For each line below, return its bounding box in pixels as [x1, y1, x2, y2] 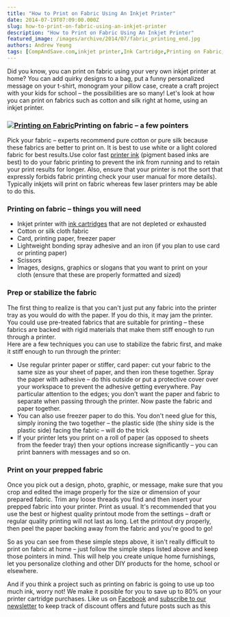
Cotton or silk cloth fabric [16, 227, 89, 235]
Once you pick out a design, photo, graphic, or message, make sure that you [7, 481, 223, 489]
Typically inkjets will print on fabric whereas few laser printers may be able [7, 180, 218, 189]
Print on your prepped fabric [7, 465, 103, 474]
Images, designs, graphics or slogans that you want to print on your [16, 263, 208, 271]
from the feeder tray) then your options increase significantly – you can [16, 440, 218, 449]
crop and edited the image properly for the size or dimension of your [7, 488, 201, 496]
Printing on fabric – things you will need [7, 204, 142, 214]
